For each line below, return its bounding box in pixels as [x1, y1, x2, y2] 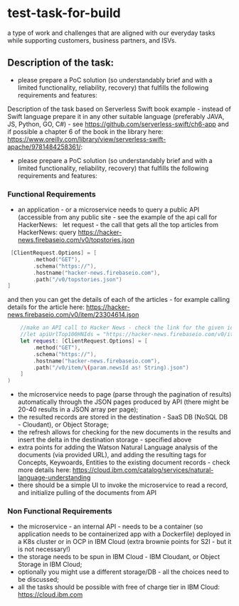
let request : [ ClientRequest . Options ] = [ [20, 338, 148, 345]
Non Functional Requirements [7, 506, 112, 516]
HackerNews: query [17, 228, 77, 236]
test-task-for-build [7, 5, 121, 21]
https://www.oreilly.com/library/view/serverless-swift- [7, 135, 166, 143]
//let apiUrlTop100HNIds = [20, 331, 100, 338]
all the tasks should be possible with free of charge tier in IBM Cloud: [17, 583, 221, 592]
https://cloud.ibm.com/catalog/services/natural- [72, 466, 214, 474]
